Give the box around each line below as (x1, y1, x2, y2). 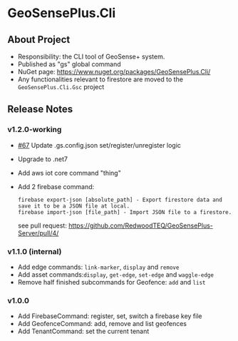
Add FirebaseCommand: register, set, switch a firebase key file (17, 312, 202, 320)
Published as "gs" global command (17, 60, 121, 68)
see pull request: (17, 221, 68, 230)
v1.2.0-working (7, 125, 62, 135)
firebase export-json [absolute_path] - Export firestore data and (17, 196, 222, 203)
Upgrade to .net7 (17, 155, 68, 163)
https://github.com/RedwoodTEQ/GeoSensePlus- (68, 221, 214, 230)
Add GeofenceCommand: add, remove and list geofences (17, 320, 187, 328)
